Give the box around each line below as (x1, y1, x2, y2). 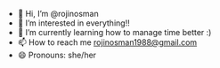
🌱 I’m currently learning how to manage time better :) (17, 27, 212, 37)
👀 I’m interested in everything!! (17, 18, 131, 28)
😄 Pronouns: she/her (17, 49, 96, 60)
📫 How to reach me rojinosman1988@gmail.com (17, 37, 198, 48)
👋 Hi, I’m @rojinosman (17, 9, 100, 19)
